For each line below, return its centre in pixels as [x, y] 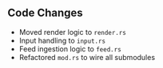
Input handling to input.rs [62, 40]
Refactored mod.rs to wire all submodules [87, 57]
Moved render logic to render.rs [73, 32]
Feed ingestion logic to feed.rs [70, 49]
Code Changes [45, 13]
